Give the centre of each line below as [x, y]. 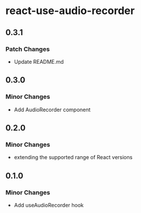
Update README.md [39, 61]
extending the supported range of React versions [73, 157]
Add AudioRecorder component [52, 109]
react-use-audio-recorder [70, 11]
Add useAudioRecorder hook [49, 205]
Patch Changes [28, 49]
